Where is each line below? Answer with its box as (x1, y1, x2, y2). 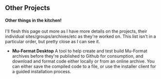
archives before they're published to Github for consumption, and (12, 53, 143, 59)
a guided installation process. (12, 68, 72, 74)
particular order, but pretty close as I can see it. (5, 38, 100, 44)
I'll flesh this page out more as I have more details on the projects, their (5, 28, 147, 34)
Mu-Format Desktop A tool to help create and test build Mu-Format (12, 48, 147, 54)
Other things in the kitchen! (5, 17, 62, 23)
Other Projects (5, 4, 50, 12)
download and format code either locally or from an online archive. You (12, 58, 155, 64)
